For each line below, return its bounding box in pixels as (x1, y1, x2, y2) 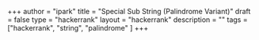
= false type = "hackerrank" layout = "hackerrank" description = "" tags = (7, 15, 248, 24)
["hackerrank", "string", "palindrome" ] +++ (7, 24, 149, 32)
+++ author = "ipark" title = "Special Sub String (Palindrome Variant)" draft (7, 7, 251, 16)
